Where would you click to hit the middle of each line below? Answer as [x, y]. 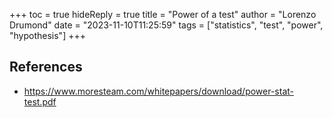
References [46, 67]
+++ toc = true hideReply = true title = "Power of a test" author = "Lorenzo [163, 14]
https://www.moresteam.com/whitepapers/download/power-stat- [159, 91]
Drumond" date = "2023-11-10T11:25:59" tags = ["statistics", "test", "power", [166, 25]
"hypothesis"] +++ [47, 35]
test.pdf [40, 101]
